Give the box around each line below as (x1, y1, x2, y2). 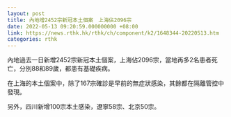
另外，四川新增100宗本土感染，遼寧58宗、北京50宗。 (7, 102, 161, 111)
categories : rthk (7, 36, 58, 43)
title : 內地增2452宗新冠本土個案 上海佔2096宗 (7, 17, 132, 24)
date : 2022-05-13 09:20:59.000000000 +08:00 (7, 23, 138, 30)
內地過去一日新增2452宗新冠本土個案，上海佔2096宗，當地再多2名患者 (7, 56, 212, 64)
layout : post (7, 10, 45, 17)
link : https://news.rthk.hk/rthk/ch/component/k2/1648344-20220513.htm (7, 29, 219, 37)
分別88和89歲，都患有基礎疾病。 (19, 64, 114, 73)
